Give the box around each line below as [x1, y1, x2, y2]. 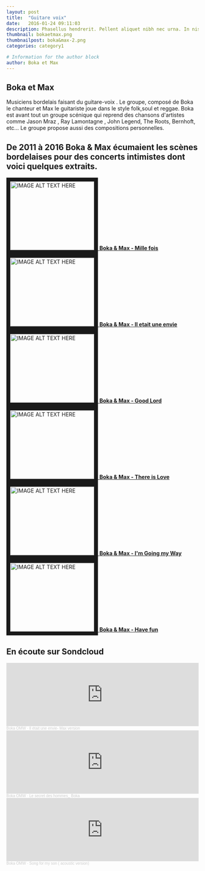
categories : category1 [6, 43, 64, 49]
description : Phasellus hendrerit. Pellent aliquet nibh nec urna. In [6, 26, 190, 32]
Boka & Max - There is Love [99, 474, 170, 481]
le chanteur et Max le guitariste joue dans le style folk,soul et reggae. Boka [6, 105, 194, 112]
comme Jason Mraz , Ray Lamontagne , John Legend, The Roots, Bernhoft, [6, 118, 196, 125]
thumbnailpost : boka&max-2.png [6, 37, 86, 43]
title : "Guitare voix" [6, 15, 67, 21]
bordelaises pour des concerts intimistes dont [6, 151, 185, 162]
